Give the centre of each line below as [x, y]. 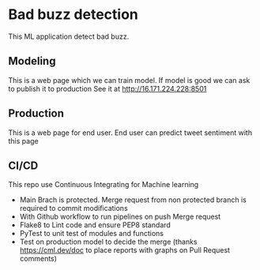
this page [23, 141]
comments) [38, 259]
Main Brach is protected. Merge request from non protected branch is [133, 200]
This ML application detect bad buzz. [69, 36]
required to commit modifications [73, 208]
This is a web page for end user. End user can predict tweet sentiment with [130, 133]
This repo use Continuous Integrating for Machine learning [104, 185]
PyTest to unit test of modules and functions [92, 234]
